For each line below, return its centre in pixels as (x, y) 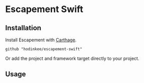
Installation (23, 28)
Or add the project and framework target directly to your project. (72, 58)
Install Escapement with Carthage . (41, 40)
